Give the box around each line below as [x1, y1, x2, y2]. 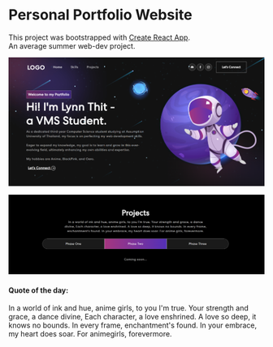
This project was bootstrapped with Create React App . [8, 32, 191, 42]
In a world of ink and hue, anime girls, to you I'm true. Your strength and [8, 303, 249, 313]
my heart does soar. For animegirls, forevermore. [8, 329, 172, 339]
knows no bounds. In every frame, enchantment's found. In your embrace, [8, 320, 258, 330]
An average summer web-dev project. [8, 41, 136, 50]
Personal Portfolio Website [8, 6, 193, 24]
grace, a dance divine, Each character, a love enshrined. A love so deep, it [8, 312, 257, 322]
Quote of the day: [8, 285, 69, 295]
